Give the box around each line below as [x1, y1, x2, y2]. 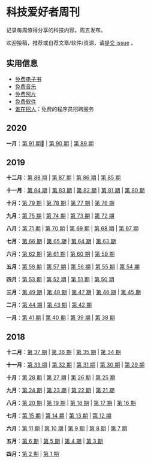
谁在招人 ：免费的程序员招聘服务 [14, 105, 94, 113]
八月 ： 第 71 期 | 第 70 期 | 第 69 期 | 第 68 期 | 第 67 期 [6, 225, 139, 232]
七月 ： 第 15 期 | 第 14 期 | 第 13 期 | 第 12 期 [6, 412, 112, 419]
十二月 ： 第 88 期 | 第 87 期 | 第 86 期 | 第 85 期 [6, 174, 121, 181]
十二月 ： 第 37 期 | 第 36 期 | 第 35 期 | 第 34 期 [6, 349, 121, 356]
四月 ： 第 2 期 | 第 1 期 [6, 450, 59, 458]
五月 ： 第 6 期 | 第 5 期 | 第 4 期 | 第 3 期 [6, 438, 103, 445]
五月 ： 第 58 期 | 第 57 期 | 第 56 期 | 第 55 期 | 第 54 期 [6, 263, 140, 270]
